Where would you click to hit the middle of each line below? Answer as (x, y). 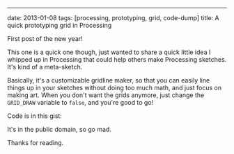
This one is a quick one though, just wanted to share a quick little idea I (109, 52)
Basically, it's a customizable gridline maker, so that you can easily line (109, 80)
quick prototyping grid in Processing (60, 25)
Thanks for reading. (36, 143)
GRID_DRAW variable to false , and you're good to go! (80, 102)
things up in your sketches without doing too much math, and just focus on (115, 88)
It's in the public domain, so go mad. (59, 129)
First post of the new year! (45, 38)
